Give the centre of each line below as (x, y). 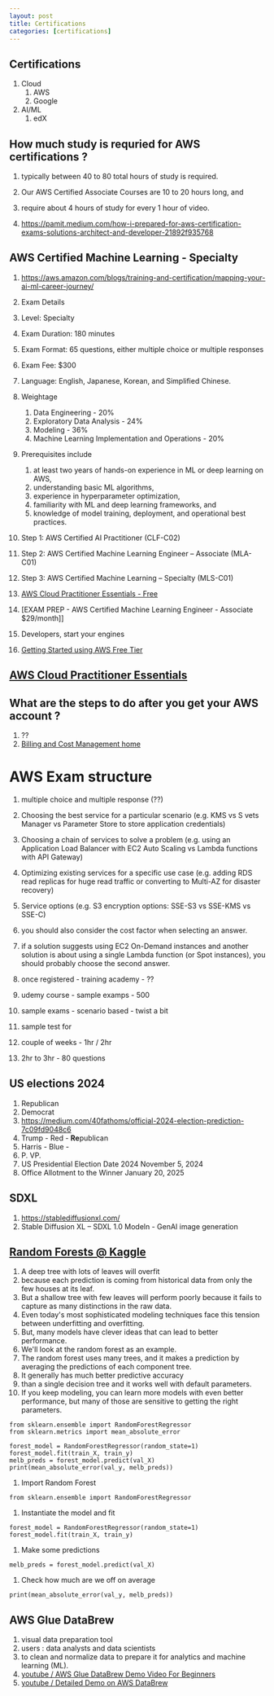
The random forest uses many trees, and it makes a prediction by (130, 1358)
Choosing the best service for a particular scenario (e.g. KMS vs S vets (140, 815)
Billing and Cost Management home (81, 744)
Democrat (38, 1112)
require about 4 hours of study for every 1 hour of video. (115, 208)
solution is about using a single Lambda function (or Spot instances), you (143, 955)
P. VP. (31, 1155)
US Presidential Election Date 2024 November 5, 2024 (112, 1164)
